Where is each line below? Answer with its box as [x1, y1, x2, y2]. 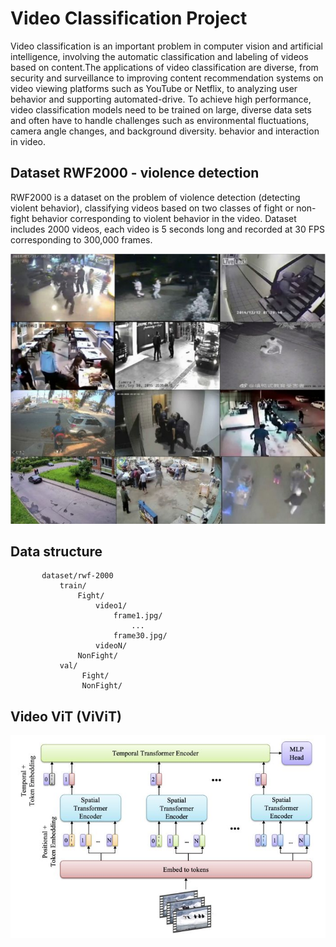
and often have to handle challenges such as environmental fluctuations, [10, 114, 310, 126]
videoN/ [95, 641, 128, 651]
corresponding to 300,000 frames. [10, 233, 153, 246]
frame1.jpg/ [113, 611, 163, 621]
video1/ [95, 601, 128, 611]
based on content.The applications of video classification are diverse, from [10, 61, 319, 73]
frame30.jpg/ [113, 631, 168, 641]
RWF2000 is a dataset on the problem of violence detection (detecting [10, 191, 301, 203]
